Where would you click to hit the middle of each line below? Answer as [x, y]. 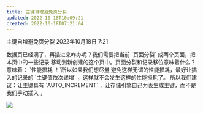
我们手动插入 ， [26, 93]
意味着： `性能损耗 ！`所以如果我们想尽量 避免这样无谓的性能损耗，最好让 [99, 70]
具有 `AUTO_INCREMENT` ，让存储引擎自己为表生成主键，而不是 [114, 85]
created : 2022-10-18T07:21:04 [45, 23]
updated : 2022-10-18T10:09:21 [45, 18]
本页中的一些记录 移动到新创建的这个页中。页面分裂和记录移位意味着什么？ [101, 63]
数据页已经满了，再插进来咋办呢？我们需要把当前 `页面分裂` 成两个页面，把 [101, 55]
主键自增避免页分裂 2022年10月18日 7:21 [57, 42]
